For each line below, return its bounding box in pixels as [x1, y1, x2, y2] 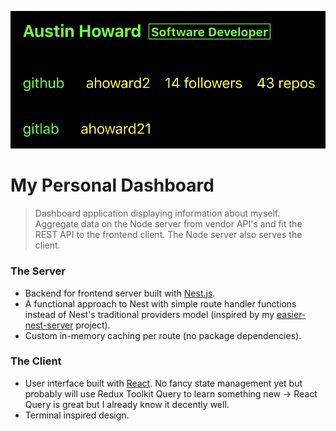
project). [75, 319, 111, 331]
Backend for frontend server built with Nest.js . [24, 287, 216, 299]
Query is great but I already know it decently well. [24, 398, 230, 410]
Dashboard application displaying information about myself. [34, 207, 281, 220]
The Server [10, 264, 67, 278]
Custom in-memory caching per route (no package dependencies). [24, 329, 302, 341]
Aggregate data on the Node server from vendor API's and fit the [34, 218, 303, 230]
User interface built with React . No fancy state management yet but [24, 377, 303, 389]
